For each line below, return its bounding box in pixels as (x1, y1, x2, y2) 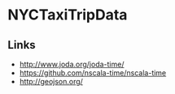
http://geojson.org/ (19, 77, 83, 86)
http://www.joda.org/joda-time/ (19, 59, 125, 69)
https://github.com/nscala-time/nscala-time (19, 68, 167, 78)
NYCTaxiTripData (7, 6, 128, 24)
